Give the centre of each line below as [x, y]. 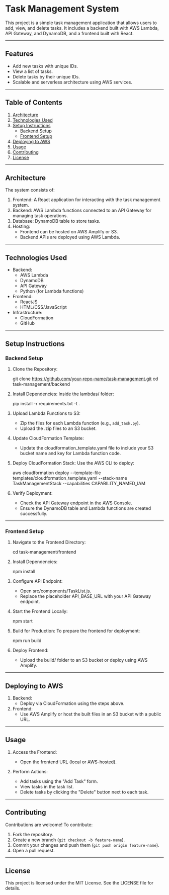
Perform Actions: [30, 771]
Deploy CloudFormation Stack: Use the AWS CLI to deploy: [73, 463]
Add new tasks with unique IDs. [45, 66]
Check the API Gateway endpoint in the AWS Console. [76, 503]
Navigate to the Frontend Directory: [49, 542]
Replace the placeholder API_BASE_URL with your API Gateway [86, 596]
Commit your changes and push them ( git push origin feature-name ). [86, 845]
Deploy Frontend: [30, 650]
